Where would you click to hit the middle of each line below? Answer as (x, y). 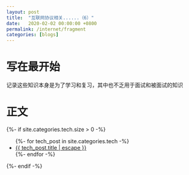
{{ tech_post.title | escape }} (51, 148)
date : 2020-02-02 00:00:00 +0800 (52, 23)
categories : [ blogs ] (33, 35)
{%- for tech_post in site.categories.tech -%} (72, 141)
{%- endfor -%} (35, 154)
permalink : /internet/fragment (46, 29)
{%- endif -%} (24, 166)
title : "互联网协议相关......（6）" (50, 18)
